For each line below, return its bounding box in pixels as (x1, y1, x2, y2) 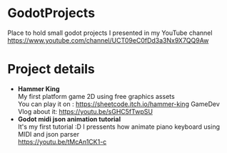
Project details (7, 61, 95, 78)
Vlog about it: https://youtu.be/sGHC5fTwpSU (17, 107, 153, 115)
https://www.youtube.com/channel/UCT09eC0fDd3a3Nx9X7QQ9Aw (7, 36, 209, 44)
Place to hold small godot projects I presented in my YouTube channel (7, 28, 213, 37)
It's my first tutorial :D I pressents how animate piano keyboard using (17, 122, 220, 131)
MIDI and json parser (17, 130, 80, 138)
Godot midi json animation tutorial (17, 115, 121, 123)
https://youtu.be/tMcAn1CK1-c (17, 137, 107, 146)
